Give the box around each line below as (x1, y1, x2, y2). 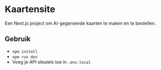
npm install (12, 49, 38, 54)
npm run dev (12, 54, 38, 59)
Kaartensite (5, 4, 55, 15)
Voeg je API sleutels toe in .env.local (12, 59, 91, 65)
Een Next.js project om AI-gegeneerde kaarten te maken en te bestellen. (5, 20, 156, 26)
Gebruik (5, 35, 31, 43)
